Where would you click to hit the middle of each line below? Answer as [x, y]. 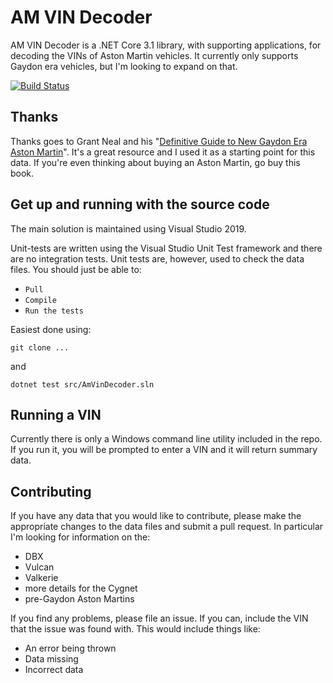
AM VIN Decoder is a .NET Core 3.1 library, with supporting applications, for [166, 45]
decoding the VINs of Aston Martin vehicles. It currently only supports [154, 55]
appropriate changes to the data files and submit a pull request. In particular [167, 527]
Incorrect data [54, 670]
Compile [40, 300]
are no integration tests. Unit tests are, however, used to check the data [157, 258]
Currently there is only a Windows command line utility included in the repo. [166, 439]
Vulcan [39, 567]
